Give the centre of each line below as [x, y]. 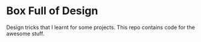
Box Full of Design [52, 11]
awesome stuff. [25, 33]
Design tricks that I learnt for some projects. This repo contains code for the [101, 27]
